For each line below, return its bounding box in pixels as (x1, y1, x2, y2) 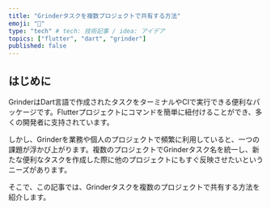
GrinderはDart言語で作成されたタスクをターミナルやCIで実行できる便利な (8, 96, 253, 106)
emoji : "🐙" (8, 19, 45, 28)
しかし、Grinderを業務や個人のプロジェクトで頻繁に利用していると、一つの (8, 134, 260, 144)
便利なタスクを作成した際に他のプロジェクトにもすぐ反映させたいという (22, 155, 264, 164)
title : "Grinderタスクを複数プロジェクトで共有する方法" (8, 11, 181, 20)
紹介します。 (8, 192, 51, 202)
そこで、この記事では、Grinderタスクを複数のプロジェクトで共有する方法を (8, 181, 260, 191)
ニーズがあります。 (8, 164, 71, 174)
